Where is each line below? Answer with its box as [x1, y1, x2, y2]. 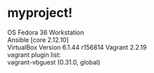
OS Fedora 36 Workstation [7, 28, 84, 36]
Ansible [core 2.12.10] [7, 35, 69, 44]
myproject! [7, 5, 72, 21]
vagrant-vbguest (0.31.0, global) [7, 58, 101, 66]
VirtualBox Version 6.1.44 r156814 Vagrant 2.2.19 [7, 43, 147, 51]
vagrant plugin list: [7, 51, 61, 59]
